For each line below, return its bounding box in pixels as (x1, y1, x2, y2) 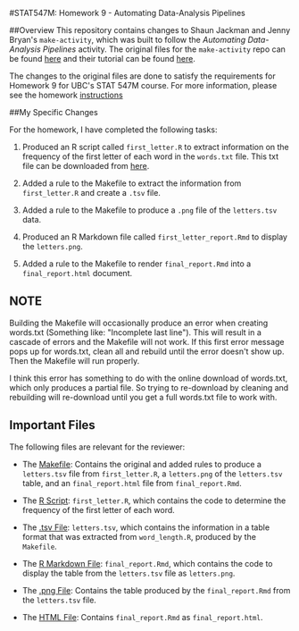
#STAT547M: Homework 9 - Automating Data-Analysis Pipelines (9, 8, 245, 18)
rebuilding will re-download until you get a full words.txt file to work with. (9, 391, 278, 402)
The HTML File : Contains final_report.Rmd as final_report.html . (21, 611, 263, 622)
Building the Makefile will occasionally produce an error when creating (9, 317, 269, 328)
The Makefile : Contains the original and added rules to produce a (21, 459, 262, 469)
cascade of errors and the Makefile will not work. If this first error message (9, 336, 285, 347)
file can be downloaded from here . (21, 161, 150, 171)
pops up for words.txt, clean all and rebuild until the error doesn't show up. (9, 346, 285, 357)
